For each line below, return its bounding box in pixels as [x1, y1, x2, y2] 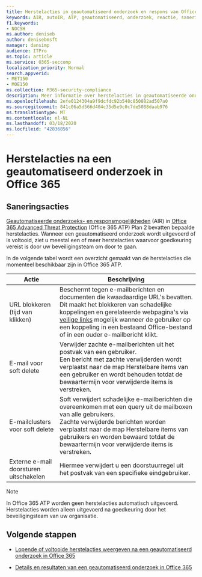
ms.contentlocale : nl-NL [6, 115, 69, 121]
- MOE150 [6, 82, 28, 88]
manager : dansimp [6, 43, 50, 49]
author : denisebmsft [6, 37, 58, 43]
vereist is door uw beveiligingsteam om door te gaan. [6, 243, 138, 250]
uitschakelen [9, 472, 45, 481]
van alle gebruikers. [59, 410, 115, 418]
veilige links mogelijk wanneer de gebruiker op [59, 316, 191, 323]
